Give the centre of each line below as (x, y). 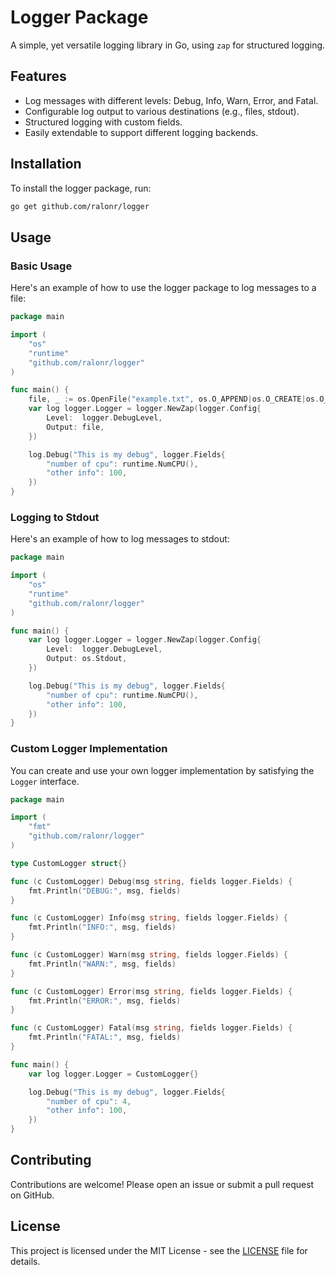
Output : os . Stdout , (87, 659)
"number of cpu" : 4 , (89, 1101)
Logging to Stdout (55, 517)
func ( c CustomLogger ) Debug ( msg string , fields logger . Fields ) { (151, 881)
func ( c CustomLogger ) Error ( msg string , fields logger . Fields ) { (151, 991)
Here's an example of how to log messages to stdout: (120, 539)
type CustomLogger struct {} (69, 863)
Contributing (51, 1160)
